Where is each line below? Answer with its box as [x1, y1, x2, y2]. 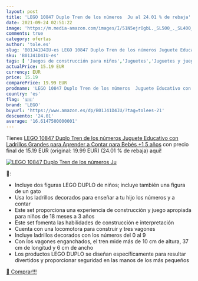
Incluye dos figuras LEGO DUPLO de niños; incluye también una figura [14, 181, 186, 189]
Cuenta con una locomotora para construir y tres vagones [14, 226, 156, 233]
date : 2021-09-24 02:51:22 [6, 19, 72, 25]
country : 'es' [6, 91, 41, 97]
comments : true [6, 31, 44, 37]
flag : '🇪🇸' [6, 96, 35, 102]
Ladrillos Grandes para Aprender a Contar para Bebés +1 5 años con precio [6, 141, 189, 148]
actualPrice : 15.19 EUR [6, 63, 65, 70]
